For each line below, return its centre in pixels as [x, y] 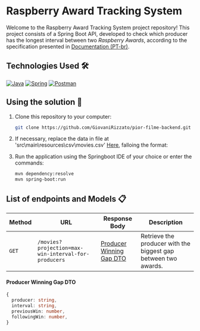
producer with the [165, 244]
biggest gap [157, 251]
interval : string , [35, 305]
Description [165, 222]
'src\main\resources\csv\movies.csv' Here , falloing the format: [91, 145]
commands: [29, 163]
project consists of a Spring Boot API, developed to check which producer [97, 33]
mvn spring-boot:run [40, 180]
